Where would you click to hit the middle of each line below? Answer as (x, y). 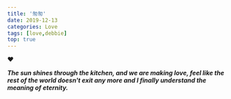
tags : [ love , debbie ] (37, 33)
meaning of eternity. (38, 88)
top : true (22, 40)
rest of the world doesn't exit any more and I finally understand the (107, 80)
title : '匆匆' (27, 14)
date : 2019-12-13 (33, 20)
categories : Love (33, 26)
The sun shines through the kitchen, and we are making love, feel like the (116, 73)
